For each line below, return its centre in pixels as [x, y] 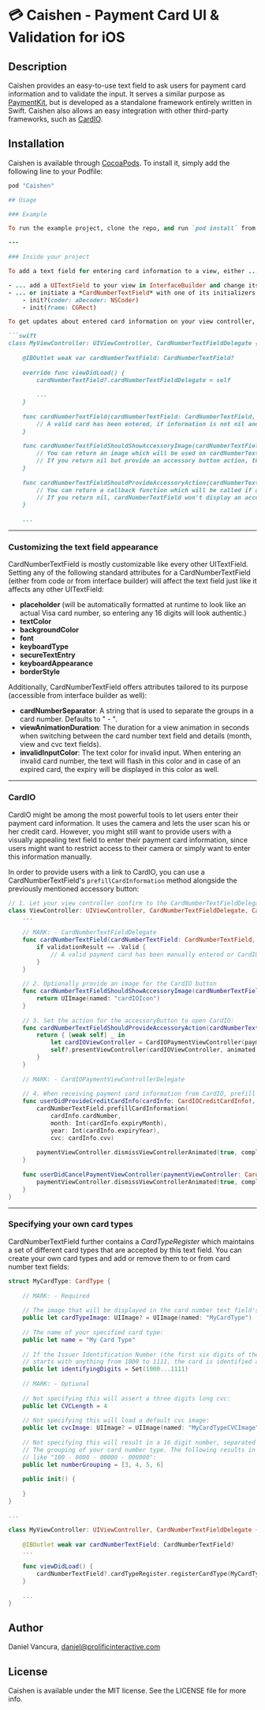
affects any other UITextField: [56, 590]
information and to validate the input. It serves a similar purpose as [117, 94]
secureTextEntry [48, 655]
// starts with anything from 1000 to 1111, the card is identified [137, 1362]
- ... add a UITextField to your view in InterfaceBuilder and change [127, 285]
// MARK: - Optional [56, 1384]
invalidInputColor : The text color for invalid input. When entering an [130, 753]
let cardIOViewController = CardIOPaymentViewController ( [147, 1043]
